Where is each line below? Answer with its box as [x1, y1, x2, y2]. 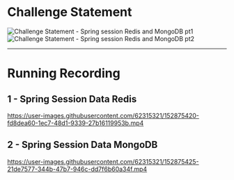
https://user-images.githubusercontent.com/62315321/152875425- [7, 157, 200, 165]
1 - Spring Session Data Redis [7, 93, 137, 105]
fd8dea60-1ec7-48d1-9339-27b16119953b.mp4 [7, 119, 144, 127]
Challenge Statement [7, 4, 132, 20]
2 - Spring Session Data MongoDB [7, 139, 158, 151]
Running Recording [7, 65, 120, 81]
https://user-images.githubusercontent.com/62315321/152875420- [7, 111, 200, 120]
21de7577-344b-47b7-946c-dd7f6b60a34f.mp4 [7, 165, 148, 173]
